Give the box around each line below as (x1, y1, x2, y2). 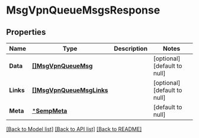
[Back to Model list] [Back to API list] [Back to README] (6, 126, 142, 133)
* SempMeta (31, 107, 68, 115)
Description (113, 45, 148, 52)
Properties (6, 27, 46, 37)
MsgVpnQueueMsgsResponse (6, 4, 161, 17)
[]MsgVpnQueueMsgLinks (31, 86, 108, 94)
